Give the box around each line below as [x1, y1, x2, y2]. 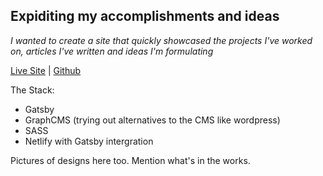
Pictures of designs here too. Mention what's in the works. [10, 154, 251, 166]
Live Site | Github [10, 64, 82, 76]
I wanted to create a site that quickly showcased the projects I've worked [10, 34, 313, 46]
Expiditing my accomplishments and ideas [10, 8, 280, 25]
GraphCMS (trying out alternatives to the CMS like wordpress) [24, 114, 281, 126]
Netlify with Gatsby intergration [24, 135, 154, 147]
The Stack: [10, 84, 55, 96]
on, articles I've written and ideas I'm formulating [10, 45, 214, 57]
